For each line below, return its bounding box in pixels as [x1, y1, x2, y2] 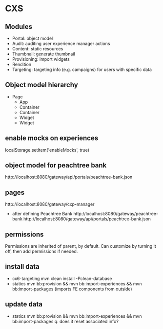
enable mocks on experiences [5, 134, 99, 142]
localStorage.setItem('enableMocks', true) [5, 147, 89, 153]
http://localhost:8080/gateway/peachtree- [73, 211, 159, 217]
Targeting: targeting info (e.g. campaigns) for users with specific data [12, 67, 152, 72]
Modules [5, 23, 33, 31]
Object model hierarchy [5, 81, 78, 89]
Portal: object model [12, 35, 53, 41]
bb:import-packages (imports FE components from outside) [12, 286, 133, 292]
